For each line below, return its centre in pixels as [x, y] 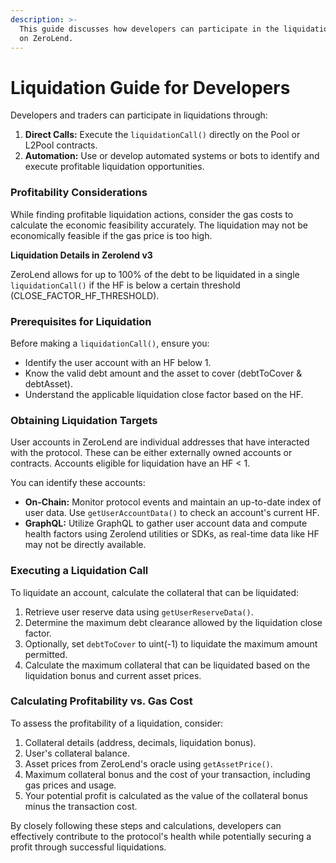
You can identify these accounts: [78, 483]
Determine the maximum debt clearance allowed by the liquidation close [173, 622]
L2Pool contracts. [61, 145]
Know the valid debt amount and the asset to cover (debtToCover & [163, 373]
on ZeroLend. [46, 38]
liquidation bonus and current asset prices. [113, 675]
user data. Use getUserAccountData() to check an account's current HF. [172, 513]
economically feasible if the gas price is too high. [111, 235]
